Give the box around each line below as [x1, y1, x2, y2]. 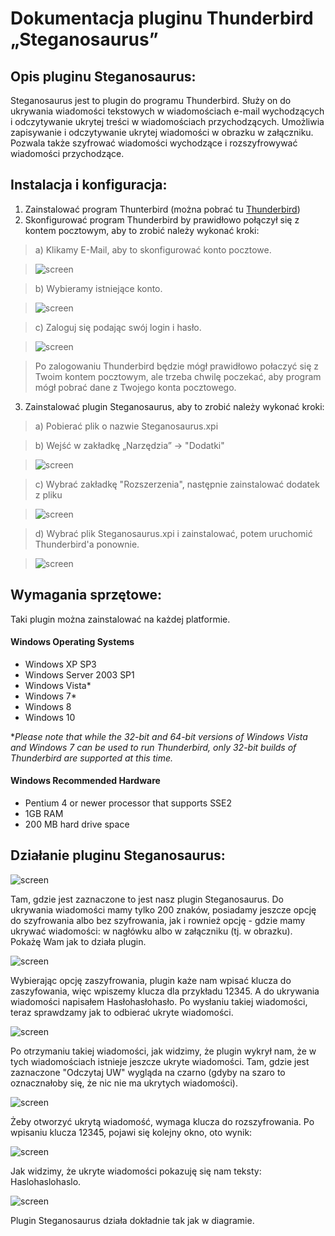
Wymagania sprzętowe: [10, 587, 163, 604]
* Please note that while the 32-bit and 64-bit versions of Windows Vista [10, 730, 308, 742]
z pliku [34, 488, 63, 501]
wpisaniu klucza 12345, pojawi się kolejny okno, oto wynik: [10, 1126, 253, 1138]
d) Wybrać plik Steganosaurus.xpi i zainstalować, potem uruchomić [34, 527, 313, 539]
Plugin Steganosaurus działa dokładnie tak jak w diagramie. [10, 1214, 255, 1226]
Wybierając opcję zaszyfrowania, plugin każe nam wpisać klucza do [10, 974, 292, 986]
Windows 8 [24, 700, 72, 712]
